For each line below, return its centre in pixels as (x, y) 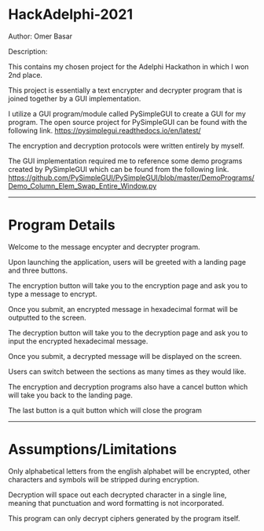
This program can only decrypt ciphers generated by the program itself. (124, 518)
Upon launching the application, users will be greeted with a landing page (127, 262)
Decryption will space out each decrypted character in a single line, (117, 494)
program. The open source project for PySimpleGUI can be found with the (128, 122)
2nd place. (26, 75)
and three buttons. (38, 270)
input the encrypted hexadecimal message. (78, 341)
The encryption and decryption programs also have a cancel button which (128, 386)
